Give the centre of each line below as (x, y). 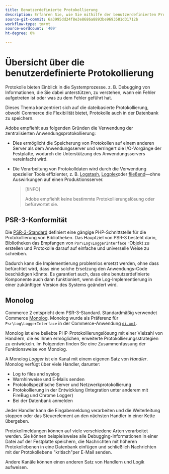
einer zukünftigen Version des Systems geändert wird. (62, 285)
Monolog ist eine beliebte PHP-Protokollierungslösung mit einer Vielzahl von (84, 333)
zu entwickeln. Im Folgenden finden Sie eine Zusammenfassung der (75, 344)
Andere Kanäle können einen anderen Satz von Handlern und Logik (75, 462)
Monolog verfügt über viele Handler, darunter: (53, 364)
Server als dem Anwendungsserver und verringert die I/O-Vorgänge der (87, 148)
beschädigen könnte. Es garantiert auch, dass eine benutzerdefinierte (77, 274)
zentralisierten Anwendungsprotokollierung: (51, 133)
